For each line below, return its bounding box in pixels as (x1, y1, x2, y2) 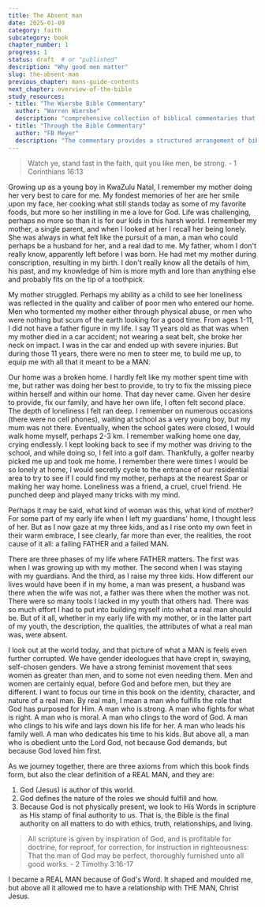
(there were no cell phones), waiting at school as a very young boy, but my (8, 414, 251, 424)
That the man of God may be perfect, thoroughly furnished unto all (27, 851, 244, 860)
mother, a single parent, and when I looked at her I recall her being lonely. (8, 224, 247, 233)
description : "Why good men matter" (8, 63, 129, 71)
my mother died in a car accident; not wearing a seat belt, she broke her (8, 331, 243, 341)
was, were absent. (8, 629, 69, 639)
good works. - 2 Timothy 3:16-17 (27, 859, 134, 868)
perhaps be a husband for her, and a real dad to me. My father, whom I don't (8, 240, 257, 250)
